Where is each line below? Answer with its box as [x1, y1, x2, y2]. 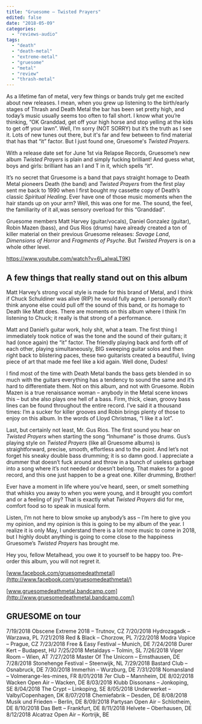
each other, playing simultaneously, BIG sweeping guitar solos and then [6, 345, 184, 352]
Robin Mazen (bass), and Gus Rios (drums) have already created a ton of [6, 224, 188, 231]
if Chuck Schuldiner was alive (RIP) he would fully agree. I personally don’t [6, 295, 192, 302]
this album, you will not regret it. [21, 557, 101, 565]
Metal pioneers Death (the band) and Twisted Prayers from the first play [6, 181, 185, 188]
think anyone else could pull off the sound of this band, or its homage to [6, 301, 185, 309]
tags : [6, 37, 20, 43]
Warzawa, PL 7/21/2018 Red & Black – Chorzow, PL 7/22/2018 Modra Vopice [6, 633, 196, 641]
